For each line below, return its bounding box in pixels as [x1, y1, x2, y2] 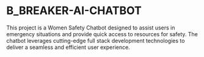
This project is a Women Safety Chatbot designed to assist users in [6, 24, 175, 31]
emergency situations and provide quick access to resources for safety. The [6, 30, 199, 37]
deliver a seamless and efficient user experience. [6, 44, 130, 51]
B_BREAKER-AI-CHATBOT [6, 4, 142, 18]
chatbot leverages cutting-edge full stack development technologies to [6, 37, 185, 44]
